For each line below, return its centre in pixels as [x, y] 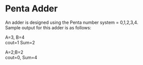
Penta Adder [32, 9]
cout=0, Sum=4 [21, 57]
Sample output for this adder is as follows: [48, 27]
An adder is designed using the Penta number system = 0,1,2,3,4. [72, 22]
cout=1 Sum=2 [20, 42]
